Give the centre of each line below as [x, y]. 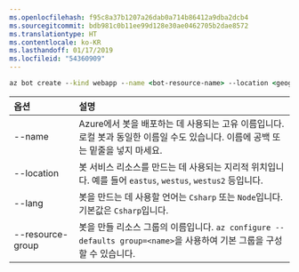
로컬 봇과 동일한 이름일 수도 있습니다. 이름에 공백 [174, 137]
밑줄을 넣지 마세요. [126, 150]
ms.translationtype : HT [53, 34]
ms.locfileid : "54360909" [57, 59]
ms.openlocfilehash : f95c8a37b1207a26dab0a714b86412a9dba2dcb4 [129, 17]
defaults [97, 240]
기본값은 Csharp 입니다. [124, 210]
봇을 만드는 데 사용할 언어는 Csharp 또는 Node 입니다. [181, 196]
